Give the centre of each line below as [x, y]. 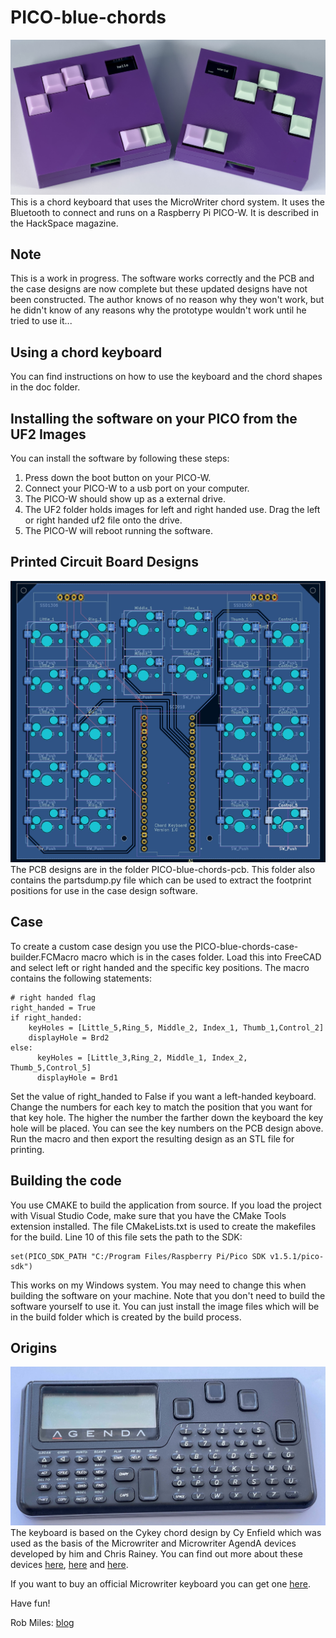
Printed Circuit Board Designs [104, 562]
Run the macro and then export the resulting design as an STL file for [152, 1138]
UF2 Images [48, 434]
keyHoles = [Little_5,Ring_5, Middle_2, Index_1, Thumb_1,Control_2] [176, 1027]
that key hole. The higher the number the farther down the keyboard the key [167, 1117]
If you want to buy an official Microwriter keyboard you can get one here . [160, 1583]
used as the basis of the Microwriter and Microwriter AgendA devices [153, 1543]
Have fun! [30, 1603]
